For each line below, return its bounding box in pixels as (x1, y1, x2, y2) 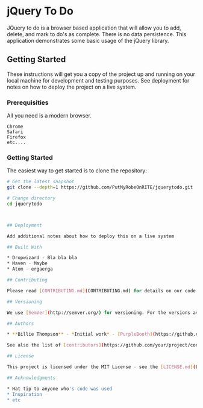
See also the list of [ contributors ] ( (7, 342, 104, 348)
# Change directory (7, 195, 56, 201)
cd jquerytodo (7, 201, 43, 207)
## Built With (7, 244, 43, 250)
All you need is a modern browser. (7, 112, 92, 119)
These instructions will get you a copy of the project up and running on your (7, 71, 195, 78)
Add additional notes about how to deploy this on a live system (7, 233, 174, 239)
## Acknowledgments (7, 375, 56, 381)
